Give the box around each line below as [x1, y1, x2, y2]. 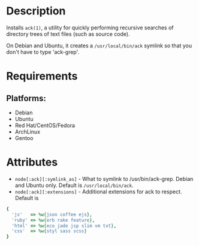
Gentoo [14, 134, 34, 141]
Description [6, 4, 66, 18]
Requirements [6, 69, 78, 83]
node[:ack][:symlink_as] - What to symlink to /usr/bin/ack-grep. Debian [14, 175, 194, 182]
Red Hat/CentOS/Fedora [14, 122, 76, 129]
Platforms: [6, 93, 46, 103]
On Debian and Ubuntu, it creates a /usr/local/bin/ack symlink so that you [6, 42, 192, 49]
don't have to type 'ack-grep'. [6, 48, 80, 55]
